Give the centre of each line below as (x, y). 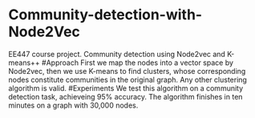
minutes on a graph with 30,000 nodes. (73, 105)
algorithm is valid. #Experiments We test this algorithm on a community (126, 88)
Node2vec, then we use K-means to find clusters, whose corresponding (127, 71)
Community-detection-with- (105, 15)
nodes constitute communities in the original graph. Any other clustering (127, 79)
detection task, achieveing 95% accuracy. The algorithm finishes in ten (125, 96)
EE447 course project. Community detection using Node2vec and (117, 54)
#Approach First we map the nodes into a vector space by (138, 63)
